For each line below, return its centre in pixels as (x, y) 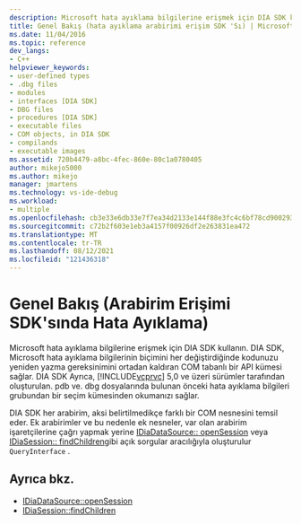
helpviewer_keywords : (50, 68)
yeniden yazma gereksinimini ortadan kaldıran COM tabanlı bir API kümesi (146, 367)
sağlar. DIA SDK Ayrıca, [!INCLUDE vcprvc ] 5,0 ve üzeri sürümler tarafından (147, 376)
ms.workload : (34, 201)
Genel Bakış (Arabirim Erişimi (120, 304)
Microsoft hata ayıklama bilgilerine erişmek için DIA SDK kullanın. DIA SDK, (147, 347)
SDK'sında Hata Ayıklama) (109, 323)
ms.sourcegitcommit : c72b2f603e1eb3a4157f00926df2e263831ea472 (130, 226)
